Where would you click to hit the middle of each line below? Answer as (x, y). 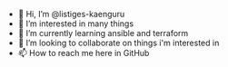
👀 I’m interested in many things (76, 24)
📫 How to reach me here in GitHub (84, 53)
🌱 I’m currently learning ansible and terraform (103, 33)
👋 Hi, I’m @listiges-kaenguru (71, 14)
